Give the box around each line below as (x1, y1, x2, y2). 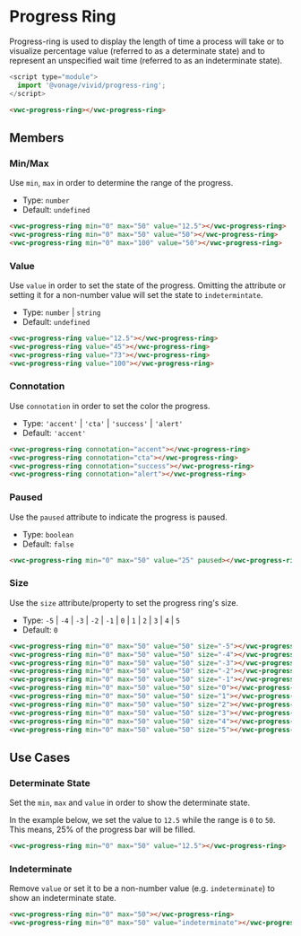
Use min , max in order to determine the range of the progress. (9, 178, 234, 188)
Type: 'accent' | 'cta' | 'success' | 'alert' (21, 417, 184, 428)
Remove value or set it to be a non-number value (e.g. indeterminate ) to (9, 883, 275, 894)
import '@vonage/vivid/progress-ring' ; (17, 81, 167, 90)
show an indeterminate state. (9, 893, 116, 904)
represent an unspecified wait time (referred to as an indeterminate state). (9, 55, 283, 66)
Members (9, 130, 64, 145)
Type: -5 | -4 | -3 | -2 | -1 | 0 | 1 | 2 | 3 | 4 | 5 (21, 615, 181, 625)
